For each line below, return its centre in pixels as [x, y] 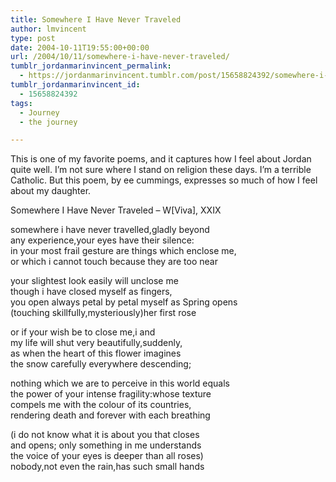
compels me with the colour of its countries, [101, 405]
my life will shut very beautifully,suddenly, [96, 343]
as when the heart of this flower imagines [96, 353]
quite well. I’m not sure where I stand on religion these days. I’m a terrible [161, 170]
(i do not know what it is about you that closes [105, 435]
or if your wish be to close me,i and [83, 332]
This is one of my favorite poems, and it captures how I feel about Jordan [161, 159]
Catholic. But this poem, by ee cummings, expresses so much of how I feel [164, 180]
